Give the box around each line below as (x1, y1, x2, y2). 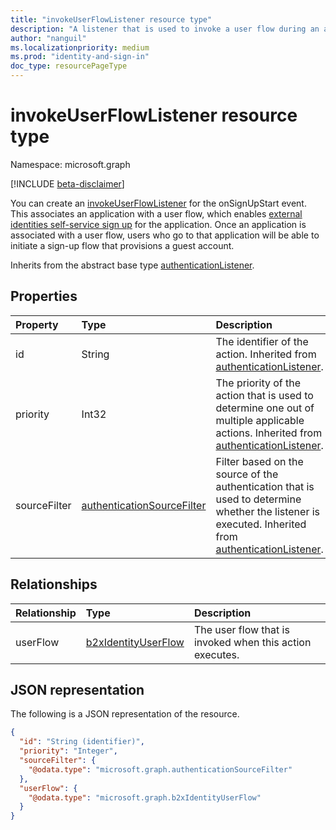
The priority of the (215, 376, 302, 390)
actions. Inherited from (215, 426, 323, 440)
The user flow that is (193, 622, 290, 636)
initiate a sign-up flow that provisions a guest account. (10, 239, 235, 251)
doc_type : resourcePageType (10, 61, 128, 71)
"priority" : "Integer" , (19, 746, 118, 756)
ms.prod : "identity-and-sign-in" (10, 52, 150, 62)
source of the (215, 467, 279, 481)
